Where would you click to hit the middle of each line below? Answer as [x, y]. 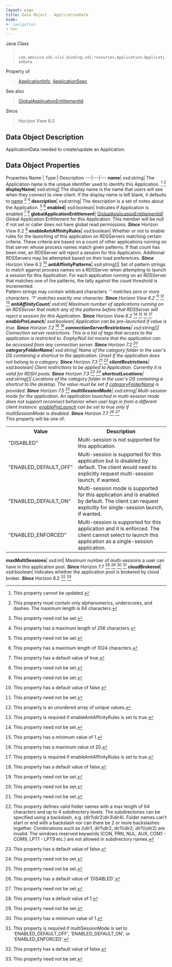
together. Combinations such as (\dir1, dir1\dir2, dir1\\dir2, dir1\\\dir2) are [89, 828]
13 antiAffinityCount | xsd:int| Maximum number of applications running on [85, 303]
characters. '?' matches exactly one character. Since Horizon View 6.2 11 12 [85, 297]
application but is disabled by [113, 461]
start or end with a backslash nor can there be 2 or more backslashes [86, 823]
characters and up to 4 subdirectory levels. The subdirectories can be [87, 812]
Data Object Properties [43, 165]
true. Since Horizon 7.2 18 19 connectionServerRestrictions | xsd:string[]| [83, 327]
